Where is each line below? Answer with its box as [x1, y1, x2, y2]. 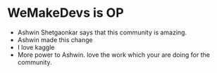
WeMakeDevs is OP [7, 5, 125, 21]
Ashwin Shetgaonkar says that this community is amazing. [17, 28, 187, 36]
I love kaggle [17, 43, 55, 51]
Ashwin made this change [17, 35, 93, 44]
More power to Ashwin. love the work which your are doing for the [17, 51, 210, 59]
